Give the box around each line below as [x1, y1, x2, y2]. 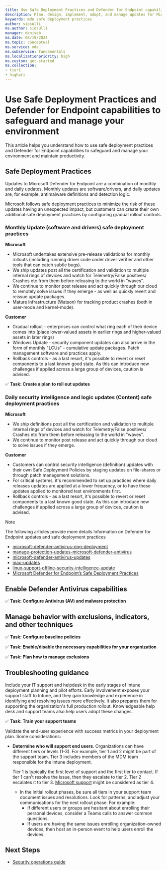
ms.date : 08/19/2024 [5, 35, 48, 40]
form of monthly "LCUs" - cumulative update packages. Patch [12, 345, 140, 351]
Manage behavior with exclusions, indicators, [5, 613, 150, 621]
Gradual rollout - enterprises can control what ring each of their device [12, 323, 158, 330]
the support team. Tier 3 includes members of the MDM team [12, 754, 138, 760]
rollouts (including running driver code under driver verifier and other [12, 256, 154, 262]
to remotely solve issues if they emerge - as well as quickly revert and [12, 288, 156, 294]
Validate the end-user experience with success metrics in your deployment [5, 728, 159, 734]
